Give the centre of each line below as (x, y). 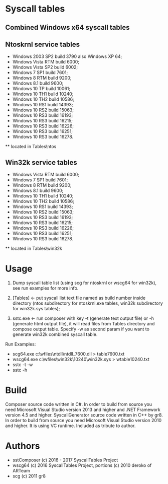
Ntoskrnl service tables (43, 44)
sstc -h (20, 370)
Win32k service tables (41, 162)
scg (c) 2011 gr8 (29, 476)
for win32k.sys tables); (36, 309)
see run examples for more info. (45, 288)
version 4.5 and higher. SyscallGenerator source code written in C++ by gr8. (84, 415)
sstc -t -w (23, 365)
